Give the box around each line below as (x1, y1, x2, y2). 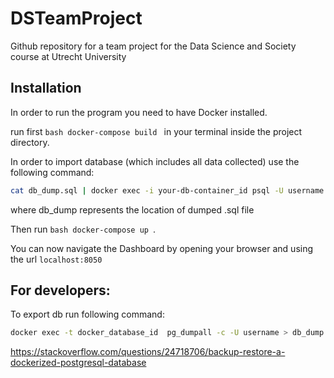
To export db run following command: (10, 308, 165, 321)
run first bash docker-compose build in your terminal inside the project (10, 125, 303, 137)
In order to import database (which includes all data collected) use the (10, 155, 300, 167)
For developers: (10, 282, 111, 299)
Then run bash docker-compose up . (10, 223, 157, 235)
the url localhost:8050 (10, 253, 103, 265)
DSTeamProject (10, 7, 143, 30)
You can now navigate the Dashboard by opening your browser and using (10, 242, 314, 254)
